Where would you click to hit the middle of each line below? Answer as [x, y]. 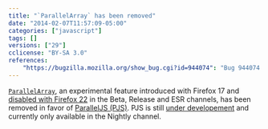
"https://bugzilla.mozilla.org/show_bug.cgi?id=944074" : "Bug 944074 [142, 68]
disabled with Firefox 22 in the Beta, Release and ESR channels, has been [130, 99]
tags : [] [23, 38]
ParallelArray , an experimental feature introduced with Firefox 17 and [124, 91]
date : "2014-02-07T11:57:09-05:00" [68, 23]
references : [28, 61]
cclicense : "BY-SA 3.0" [48, 53]
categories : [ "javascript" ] [55, 30]
